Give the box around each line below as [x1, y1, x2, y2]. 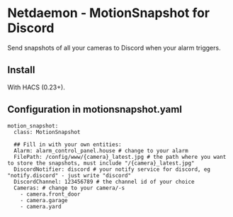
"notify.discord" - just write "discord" [7, 172, 132, 179]
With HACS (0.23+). [7, 83, 65, 91]
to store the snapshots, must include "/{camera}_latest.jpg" [7, 160, 195, 167]
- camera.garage [20, 196, 69, 204]
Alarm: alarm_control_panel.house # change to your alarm [13, 147, 189, 154]
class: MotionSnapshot [13, 128, 81, 135]
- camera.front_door [20, 190, 81, 198]
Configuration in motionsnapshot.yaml [7, 104, 183, 116]
